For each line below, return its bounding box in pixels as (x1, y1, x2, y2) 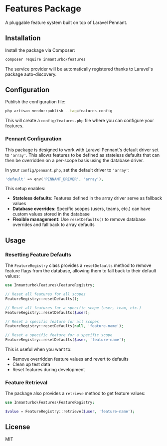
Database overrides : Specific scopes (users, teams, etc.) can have (12, 206, 151, 212)
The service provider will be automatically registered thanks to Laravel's (5, 66, 153, 72)
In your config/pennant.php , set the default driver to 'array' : (5, 167, 130, 173)
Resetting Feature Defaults (5, 251, 71, 258)
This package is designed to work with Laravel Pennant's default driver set (5, 147, 159, 153)
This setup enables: (5, 186, 46, 192)
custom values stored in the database (12, 211, 90, 217)
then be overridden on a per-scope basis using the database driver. (5, 157, 144, 163)
